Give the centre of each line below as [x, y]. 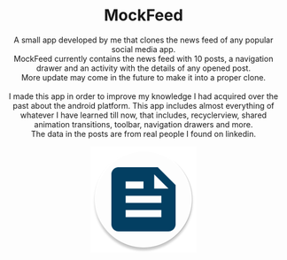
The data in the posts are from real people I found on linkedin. [143, 134]
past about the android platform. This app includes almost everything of [143, 105]
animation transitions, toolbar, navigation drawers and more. [143, 124]
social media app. [143, 49]
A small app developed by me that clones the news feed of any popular [143, 40]
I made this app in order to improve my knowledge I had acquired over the [143, 96]
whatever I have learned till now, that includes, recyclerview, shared [143, 115]
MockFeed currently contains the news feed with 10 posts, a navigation [143, 58]
